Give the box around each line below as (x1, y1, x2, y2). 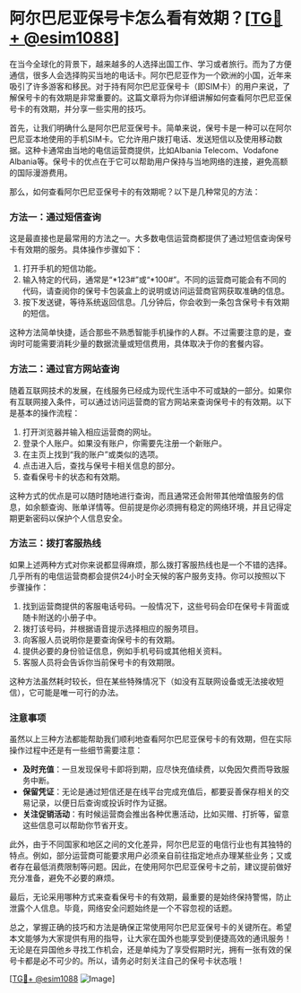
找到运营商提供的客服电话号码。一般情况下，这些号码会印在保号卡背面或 (21, 600, 289, 611)
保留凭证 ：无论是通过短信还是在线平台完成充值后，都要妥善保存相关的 (21, 786, 282, 798)
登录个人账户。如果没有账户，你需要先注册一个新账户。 (21, 437, 227, 448)
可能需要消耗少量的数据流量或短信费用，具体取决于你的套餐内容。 (24, 338, 269, 350)
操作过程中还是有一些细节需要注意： (9, 745, 143, 756)
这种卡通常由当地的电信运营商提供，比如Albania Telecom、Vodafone (24, 144, 279, 155)
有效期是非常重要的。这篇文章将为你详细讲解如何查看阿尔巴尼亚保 (47, 91, 292, 103)
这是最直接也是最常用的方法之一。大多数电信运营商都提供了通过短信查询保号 (9, 233, 292, 244)
